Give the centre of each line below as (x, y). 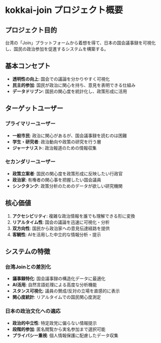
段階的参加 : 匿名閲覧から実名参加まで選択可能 (59, 329)
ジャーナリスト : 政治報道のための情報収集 (54, 148)
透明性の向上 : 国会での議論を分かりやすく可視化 (61, 79)
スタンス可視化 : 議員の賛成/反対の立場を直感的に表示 (66, 291)
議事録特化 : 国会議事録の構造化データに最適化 (59, 279)
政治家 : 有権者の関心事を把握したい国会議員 (57, 180)
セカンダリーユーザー (30, 162)
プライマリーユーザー (30, 124)
